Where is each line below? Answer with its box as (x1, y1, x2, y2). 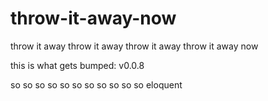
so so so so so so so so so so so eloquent (10, 78, 183, 91)
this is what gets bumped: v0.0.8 (10, 59, 145, 71)
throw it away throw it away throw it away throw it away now (10, 40, 259, 52)
